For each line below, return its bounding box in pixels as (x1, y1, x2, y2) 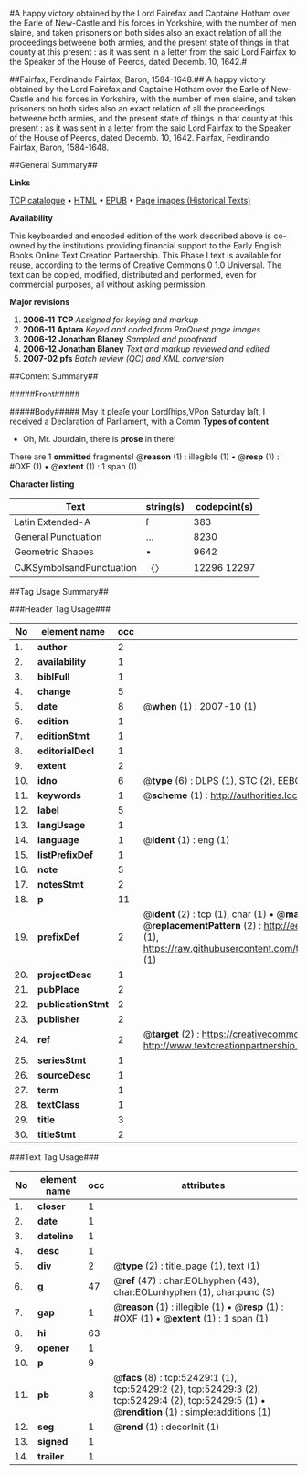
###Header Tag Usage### (9, 604, 111, 615)
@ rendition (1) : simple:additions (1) (113, 1406, 271, 1418)
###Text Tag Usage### (9, 1152, 100, 1163)
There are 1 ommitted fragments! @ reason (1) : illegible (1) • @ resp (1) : (9, 451, 280, 462)
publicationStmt (37, 998, 110, 1010)
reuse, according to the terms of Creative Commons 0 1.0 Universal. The (9, 259, 282, 270)
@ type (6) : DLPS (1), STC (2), (143, 774, 276, 786)
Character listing (9, 479, 75, 490)
